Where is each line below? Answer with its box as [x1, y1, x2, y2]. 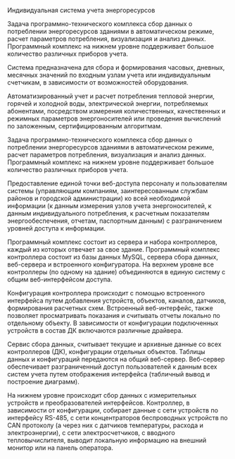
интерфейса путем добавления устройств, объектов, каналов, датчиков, [7, 296, 227, 305]
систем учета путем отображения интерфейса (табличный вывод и [7, 370, 210, 378]
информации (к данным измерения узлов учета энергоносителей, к [7, 202, 212, 210]
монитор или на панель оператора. [7, 443, 114, 452]
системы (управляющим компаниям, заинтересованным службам [7, 187, 208, 195]
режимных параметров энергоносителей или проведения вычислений [7, 114, 222, 123]
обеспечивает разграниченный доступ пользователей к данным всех [7, 362, 217, 371]
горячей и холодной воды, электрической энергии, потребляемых [7, 99, 209, 108]
